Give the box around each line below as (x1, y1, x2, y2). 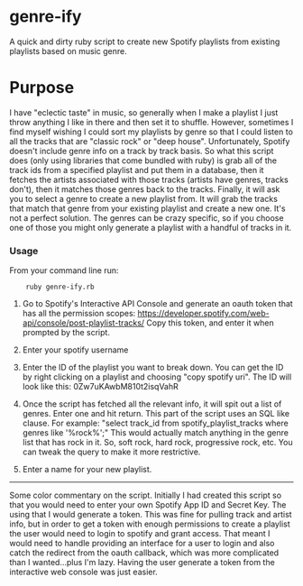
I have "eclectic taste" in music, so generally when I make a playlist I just (9, 106, 279, 118)
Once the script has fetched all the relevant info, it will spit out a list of (22, 398, 282, 409)
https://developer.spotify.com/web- (137, 308, 270, 319)
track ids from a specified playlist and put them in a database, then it (9, 164, 264, 175)
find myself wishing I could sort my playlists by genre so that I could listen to (9, 126, 293, 137)
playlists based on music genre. (9, 45, 128, 56)
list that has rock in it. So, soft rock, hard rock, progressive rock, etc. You (22, 437, 293, 448)
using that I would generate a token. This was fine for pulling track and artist (9, 509, 292, 520)
